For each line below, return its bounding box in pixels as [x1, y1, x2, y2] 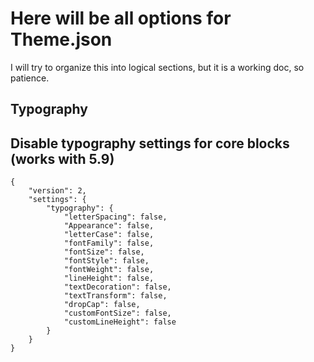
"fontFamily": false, [63, 238, 155, 249]
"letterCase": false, [63, 230, 155, 240]
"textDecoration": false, [63, 282, 172, 292]
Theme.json [10, 28, 113, 51]
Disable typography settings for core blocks [10, 135, 290, 152]
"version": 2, [28, 186, 87, 196]
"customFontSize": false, [63, 308, 172, 319]
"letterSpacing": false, [63, 212, 168, 222]
